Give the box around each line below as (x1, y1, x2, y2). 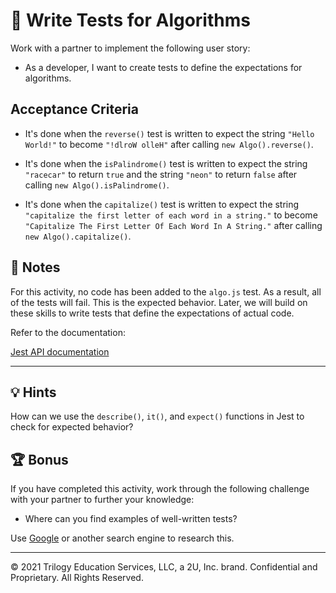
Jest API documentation (10, 345, 110, 358)
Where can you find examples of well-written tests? (24, 513, 238, 525)
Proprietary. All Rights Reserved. (10, 572, 144, 584)
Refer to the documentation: (10, 326, 126, 338)
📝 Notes (10, 259, 61, 276)
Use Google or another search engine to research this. (10, 532, 235, 544)
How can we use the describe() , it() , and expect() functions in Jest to (10, 410, 305, 423)
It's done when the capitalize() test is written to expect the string (24, 198, 300, 210)
